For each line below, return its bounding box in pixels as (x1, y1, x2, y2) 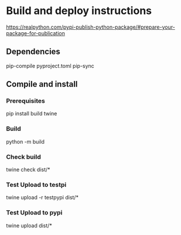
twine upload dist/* (6, 222, 53, 229)
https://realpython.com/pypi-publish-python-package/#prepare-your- (6, 23, 176, 30)
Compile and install (6, 79, 78, 89)
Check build (6, 152, 41, 161)
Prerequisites (6, 97, 45, 105)
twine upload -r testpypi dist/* (6, 194, 79, 201)
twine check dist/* (6, 166, 51, 173)
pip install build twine (6, 110, 57, 117)
